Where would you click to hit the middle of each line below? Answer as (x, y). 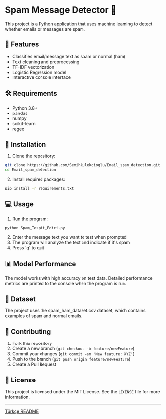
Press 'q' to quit (28, 248)
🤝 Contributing (28, 331)
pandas (20, 113)
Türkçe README (22, 411)
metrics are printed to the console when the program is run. (66, 283)
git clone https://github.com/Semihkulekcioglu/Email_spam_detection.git (83, 165)
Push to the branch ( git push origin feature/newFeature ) (71, 359)
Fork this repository (32, 343)
